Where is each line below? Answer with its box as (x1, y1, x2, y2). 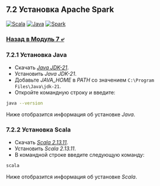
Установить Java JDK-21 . (14, 70, 77, 77)
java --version (6, 100, 43, 106)
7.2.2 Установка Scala (6, 126, 72, 134)
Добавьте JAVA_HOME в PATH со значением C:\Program (14, 76, 154, 84)
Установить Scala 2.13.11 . (14, 145, 76, 152)
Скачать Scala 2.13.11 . (14, 139, 69, 146)
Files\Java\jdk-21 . (14, 83, 62, 90)
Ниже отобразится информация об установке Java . (6, 111, 136, 118)
